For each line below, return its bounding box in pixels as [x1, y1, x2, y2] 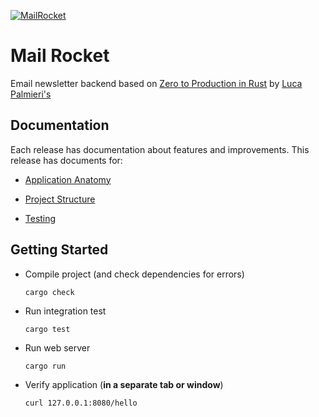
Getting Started [10, 241, 109, 259]
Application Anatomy [24, 173, 112, 185]
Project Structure [24, 193, 96, 205]
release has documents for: [10, 154, 123, 166]
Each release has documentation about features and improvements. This [10, 143, 310, 155]
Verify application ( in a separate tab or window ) [24, 378, 224, 390]
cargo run [24, 361, 67, 371]
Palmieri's [10, 88, 52, 100]
